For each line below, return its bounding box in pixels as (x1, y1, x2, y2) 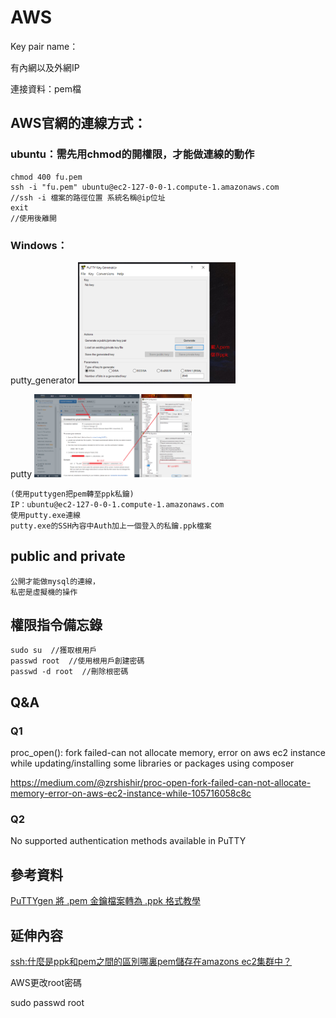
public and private (10, 548, 126, 565)
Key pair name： (10, 40, 79, 52)
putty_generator (10, 374, 76, 386)
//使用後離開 (10, 213, 57, 223)
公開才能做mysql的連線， (10, 576, 100, 586)
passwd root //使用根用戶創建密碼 (10, 656, 145, 666)
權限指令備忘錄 (10, 616, 103, 633)
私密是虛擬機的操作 (10, 587, 78, 597)
